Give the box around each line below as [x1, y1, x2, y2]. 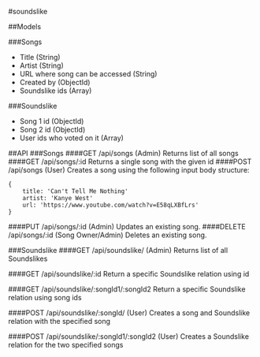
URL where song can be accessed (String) [19, 69, 158, 78]
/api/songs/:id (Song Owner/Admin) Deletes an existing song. [8, 230, 207, 240]
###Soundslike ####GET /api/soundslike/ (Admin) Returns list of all [8, 246, 228, 255]
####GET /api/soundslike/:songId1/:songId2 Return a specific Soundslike [8, 284, 246, 294]
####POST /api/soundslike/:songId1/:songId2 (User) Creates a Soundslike [8, 332, 250, 341]
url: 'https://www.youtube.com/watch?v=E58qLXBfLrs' [22, 201, 199, 209]
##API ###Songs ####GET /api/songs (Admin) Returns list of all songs [8, 149, 239, 158]
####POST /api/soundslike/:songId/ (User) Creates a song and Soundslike [8, 308, 251, 318]
